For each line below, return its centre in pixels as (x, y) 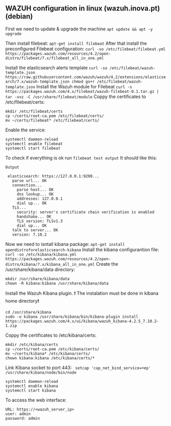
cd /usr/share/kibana (28, 312)
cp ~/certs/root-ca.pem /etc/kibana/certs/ (52, 349)
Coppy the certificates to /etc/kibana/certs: (51, 335)
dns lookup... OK (35, 194)
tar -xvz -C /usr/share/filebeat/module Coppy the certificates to (76, 96)
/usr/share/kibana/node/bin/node (41, 372)
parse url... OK (29, 181)
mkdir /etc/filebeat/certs (34, 111)
